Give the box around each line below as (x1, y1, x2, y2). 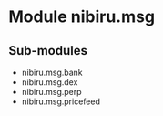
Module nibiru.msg (8, 6, 156, 27)
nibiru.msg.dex (21, 77, 78, 88)
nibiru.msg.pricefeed (21, 96, 101, 107)
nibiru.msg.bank (21, 67, 83, 78)
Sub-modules (8, 43, 88, 58)
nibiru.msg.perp (21, 87, 83, 97)
